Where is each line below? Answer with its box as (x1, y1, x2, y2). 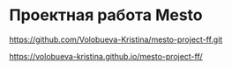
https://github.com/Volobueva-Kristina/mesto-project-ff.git (9, 34, 223, 45)
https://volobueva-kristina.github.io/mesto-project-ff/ (9, 51, 203, 61)
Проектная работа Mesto (9, 5, 203, 25)
